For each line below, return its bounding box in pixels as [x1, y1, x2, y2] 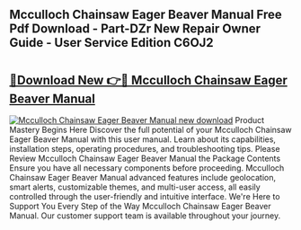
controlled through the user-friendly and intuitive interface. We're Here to [9, 191, 280, 201]
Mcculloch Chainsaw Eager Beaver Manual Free [9, 7, 283, 22]
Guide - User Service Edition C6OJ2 [9, 35, 214, 50]
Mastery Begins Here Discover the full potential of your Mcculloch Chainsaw [9, 125, 292, 135]
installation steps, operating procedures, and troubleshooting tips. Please [9, 144, 280, 154]
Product [235, 115, 265, 125]
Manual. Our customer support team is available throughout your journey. [9, 210, 281, 221]
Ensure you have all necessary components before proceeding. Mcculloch [9, 163, 285, 173]
